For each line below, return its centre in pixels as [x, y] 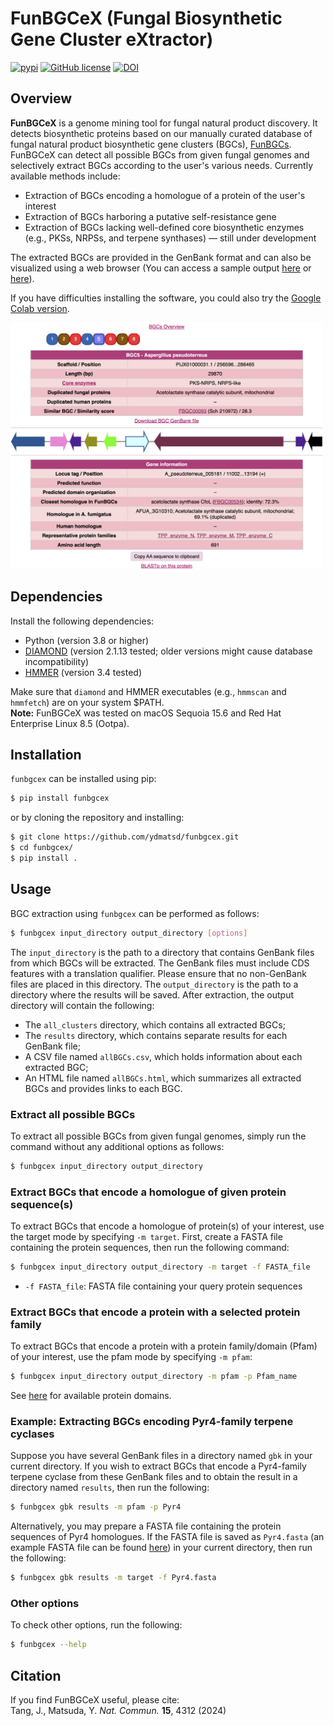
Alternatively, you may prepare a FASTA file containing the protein [146, 1526]
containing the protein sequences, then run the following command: [150, 1248]
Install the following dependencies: [82, 621]
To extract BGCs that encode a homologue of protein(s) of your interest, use [167, 1226]
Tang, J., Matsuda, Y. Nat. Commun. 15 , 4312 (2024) [118, 1711]
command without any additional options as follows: [117, 1146]
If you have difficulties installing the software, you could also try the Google [166, 298]
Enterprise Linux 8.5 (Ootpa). [70, 723]
